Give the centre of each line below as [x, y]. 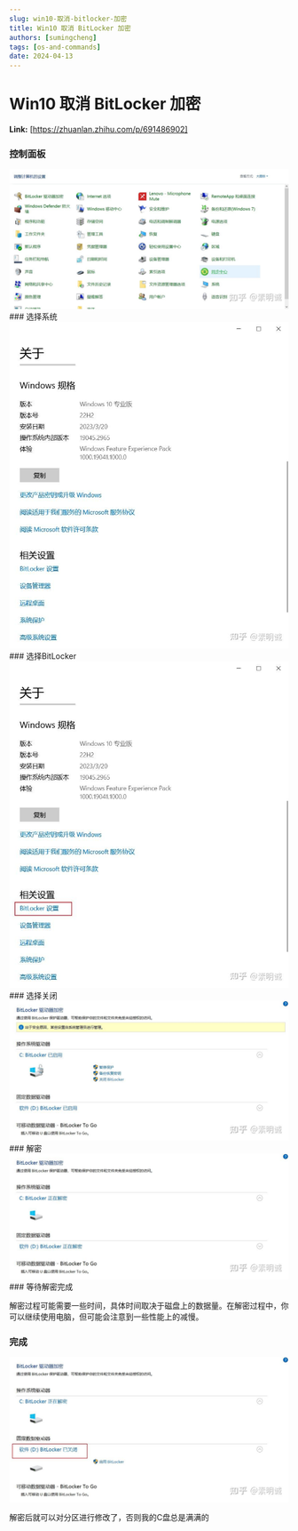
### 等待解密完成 [41, 1287]
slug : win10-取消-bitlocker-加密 [68, 19]
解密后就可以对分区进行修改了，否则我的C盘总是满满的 [110, 1518]
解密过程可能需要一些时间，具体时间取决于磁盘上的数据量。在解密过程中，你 [149, 1305]
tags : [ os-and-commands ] [55, 47]
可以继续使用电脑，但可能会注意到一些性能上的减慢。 [106, 1317]
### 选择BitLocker [43, 656]
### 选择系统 [33, 317]
